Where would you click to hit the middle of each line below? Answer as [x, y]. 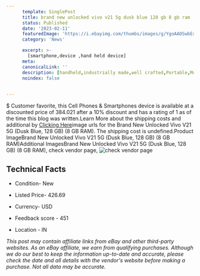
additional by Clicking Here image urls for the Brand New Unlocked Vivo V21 [99, 125]
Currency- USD [34, 206]
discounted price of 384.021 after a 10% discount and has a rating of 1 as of [99, 112]
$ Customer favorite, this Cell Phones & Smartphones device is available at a [100, 106]
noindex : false [41, 78]
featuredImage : [41, 34]
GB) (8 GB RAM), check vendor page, [52, 151]
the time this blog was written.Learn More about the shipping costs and [94, 119]
